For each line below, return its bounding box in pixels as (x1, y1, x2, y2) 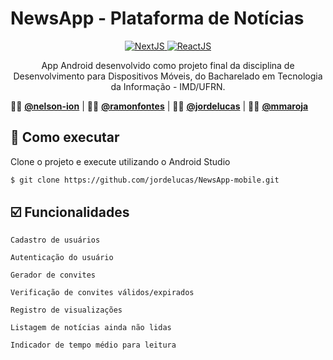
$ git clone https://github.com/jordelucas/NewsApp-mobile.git (10, 175, 280, 185)
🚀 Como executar (10, 129, 120, 146)
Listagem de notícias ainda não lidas (10, 323, 172, 333)
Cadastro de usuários (10, 235, 101, 246)
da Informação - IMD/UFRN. (110, 80, 226, 92)
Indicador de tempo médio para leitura (10, 340, 177, 351)
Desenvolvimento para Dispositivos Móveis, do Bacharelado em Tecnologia (13, 70, 323, 82)
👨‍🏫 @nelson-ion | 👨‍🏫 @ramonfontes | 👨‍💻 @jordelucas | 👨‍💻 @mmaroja (10, 100, 309, 112)
